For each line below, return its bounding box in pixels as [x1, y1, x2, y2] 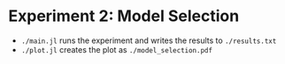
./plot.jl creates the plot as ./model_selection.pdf [20, 44, 213, 54]
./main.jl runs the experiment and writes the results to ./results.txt [20, 35, 277, 46]
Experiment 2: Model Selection [8, 6, 240, 26]
